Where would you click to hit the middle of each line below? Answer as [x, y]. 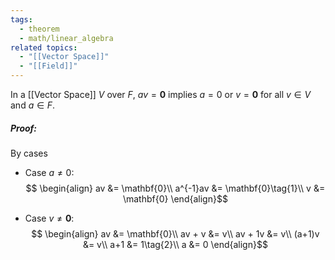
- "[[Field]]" [48, 66]
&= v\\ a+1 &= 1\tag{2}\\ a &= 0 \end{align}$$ [175, 244]
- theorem [39, 29]
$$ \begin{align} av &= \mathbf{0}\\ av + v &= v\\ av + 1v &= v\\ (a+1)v [175, 233]
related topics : [44, 47]
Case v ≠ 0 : [49, 218]
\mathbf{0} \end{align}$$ [175, 198]
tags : [21, 19]
